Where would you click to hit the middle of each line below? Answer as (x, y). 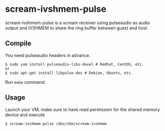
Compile (18, 44)
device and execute (25, 115)
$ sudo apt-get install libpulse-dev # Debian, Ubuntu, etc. (69, 73)
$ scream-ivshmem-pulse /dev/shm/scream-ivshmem (56, 124)
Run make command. (25, 82)
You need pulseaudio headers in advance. (48, 55)
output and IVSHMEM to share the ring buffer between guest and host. (77, 28)
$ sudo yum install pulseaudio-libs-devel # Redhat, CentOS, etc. (75, 64)
